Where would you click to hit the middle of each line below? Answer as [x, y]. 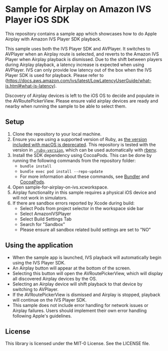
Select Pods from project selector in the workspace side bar [82, 208]
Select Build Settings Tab [45, 219]
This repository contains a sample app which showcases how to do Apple [81, 33]
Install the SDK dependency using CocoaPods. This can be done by [82, 155]
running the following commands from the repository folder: [74, 160]
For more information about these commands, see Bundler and [84, 176]
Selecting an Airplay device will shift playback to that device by [77, 284]
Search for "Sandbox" [42, 224]
